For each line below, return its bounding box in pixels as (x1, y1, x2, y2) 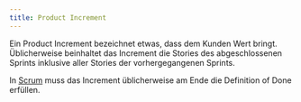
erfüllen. (9, 84, 41, 95)
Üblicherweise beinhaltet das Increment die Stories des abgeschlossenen (9, 47, 282, 59)
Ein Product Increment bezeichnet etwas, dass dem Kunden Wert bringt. (9, 38, 278, 49)
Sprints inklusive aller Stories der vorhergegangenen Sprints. (9, 57, 236, 68)
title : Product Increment (9, 13, 106, 23)
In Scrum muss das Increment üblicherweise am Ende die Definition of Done (9, 74, 292, 86)
